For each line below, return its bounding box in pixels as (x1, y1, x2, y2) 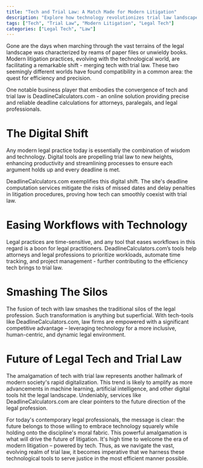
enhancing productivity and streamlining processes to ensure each (6, 160, 173, 167)
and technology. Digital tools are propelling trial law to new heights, (6, 153, 173, 160)
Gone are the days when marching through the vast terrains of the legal (6, 42, 184, 50)
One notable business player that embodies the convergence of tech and (6, 86, 188, 94)
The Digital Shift (6, 127, 89, 140)
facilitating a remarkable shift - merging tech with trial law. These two (6, 62, 179, 69)
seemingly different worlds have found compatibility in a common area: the (6, 68, 193, 76)
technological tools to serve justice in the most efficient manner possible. (6, 455, 188, 462)
